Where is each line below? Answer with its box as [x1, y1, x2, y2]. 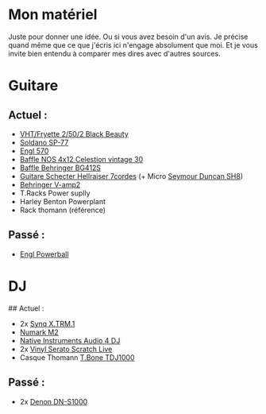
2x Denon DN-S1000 [19, 397, 88, 406]
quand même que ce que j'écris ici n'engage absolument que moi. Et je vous [8, 40, 258, 49]
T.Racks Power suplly [19, 188, 91, 198]
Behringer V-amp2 [19, 180, 81, 189]
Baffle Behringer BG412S [19, 163, 102, 172]
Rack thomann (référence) [19, 205, 106, 215]
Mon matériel [8, 6, 98, 24]
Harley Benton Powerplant [19, 196, 106, 206]
